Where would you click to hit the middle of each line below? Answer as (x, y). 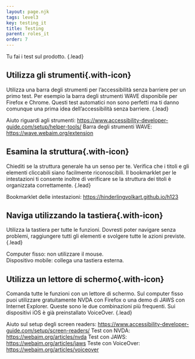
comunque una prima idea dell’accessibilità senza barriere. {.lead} (87, 109)
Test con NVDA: (110, 331)
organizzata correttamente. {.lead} (49, 185)
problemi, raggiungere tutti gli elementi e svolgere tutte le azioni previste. (96, 236)
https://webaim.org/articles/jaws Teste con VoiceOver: (73, 343)
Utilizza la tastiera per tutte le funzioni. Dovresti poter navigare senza (91, 230)
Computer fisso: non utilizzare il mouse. (55, 254)
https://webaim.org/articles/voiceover (53, 349)
